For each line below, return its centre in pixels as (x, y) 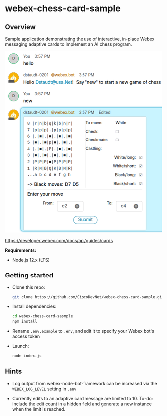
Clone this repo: (29, 287)
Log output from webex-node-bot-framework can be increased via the (85, 383)
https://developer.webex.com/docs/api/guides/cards (59, 240)
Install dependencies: (34, 306)
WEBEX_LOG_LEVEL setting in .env (44, 389)
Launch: (21, 346)
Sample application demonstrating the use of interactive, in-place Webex (80, 39)
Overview (21, 27)
